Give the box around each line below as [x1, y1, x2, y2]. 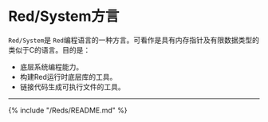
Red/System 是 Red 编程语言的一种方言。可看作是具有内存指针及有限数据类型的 [8, 35, 260, 45]
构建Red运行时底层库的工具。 [19, 72, 117, 81]
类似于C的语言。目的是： [8, 45, 91, 54]
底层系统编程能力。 [19, 61, 84, 72]
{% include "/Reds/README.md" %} [8, 105, 128, 115]
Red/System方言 [8, 7, 120, 26]
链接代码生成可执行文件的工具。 [19, 81, 125, 92]
